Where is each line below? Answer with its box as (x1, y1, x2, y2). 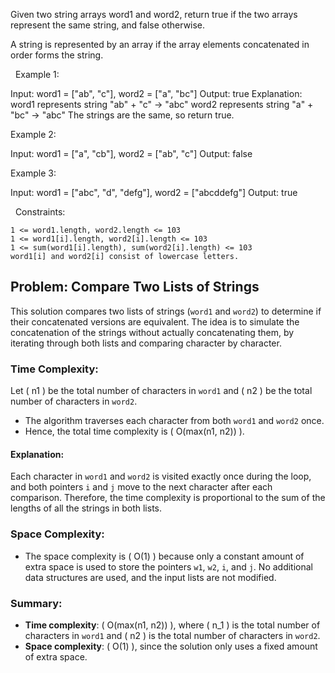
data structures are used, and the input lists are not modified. (24, 571, 277, 583)
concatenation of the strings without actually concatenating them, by (10, 326, 295, 338)
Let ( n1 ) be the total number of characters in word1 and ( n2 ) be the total (10, 385, 313, 397)
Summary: (10, 596, 63, 610)
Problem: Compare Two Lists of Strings (10, 279, 260, 296)
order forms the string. (10, 49, 104, 61)
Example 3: (10, 167, 57, 179)
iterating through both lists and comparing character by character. (10, 337, 282, 349)
